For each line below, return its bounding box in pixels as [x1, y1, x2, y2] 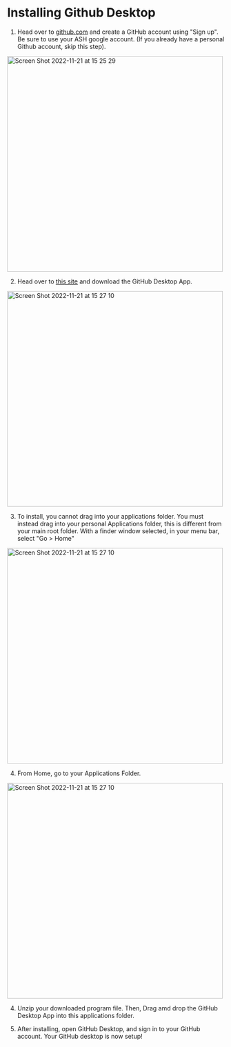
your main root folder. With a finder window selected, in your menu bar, [17, 526, 220, 535]
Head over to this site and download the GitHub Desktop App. [17, 277, 193, 286]
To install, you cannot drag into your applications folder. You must [17, 512, 204, 520]
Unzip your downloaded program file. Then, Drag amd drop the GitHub [17, 1004, 219, 1012]
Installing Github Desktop [7, 5, 156, 21]
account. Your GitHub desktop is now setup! [17, 1032, 143, 1040]
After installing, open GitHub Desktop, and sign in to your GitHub [17, 1024, 201, 1033]
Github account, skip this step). [17, 42, 106, 50]
